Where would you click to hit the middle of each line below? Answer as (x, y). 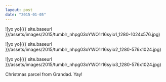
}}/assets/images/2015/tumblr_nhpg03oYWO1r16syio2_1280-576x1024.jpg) (83, 49)
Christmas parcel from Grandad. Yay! (44, 74)
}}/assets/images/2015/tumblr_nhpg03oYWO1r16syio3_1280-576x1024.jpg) (83, 64)
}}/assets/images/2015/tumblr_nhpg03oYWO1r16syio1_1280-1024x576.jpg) (83, 34)
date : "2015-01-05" (26, 15)
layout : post (19, 10)
